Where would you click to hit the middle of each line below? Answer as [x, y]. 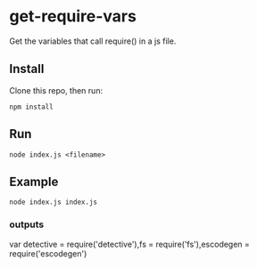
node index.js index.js [54, 202]
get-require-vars [73, 16]
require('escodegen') [48, 253]
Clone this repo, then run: [56, 90]
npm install [31, 107]
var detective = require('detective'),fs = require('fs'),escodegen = [129, 244]
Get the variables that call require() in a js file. [93, 41]
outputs [27, 224]
